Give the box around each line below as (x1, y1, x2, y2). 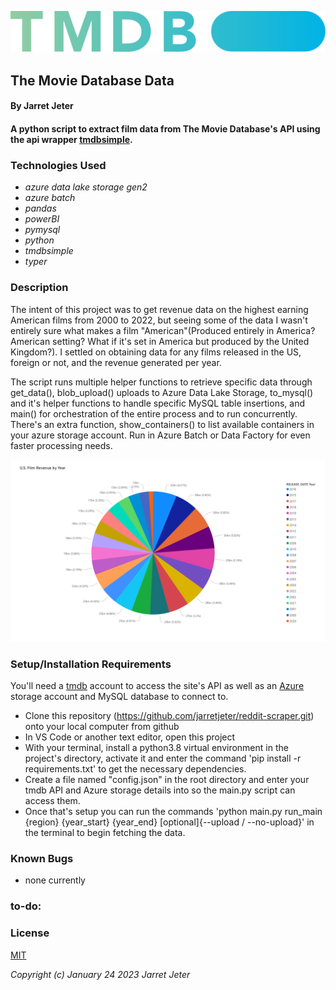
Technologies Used (10, 158, 107, 172)
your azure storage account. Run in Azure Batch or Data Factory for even (10, 429, 311, 441)
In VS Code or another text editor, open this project (24, 731, 236, 743)
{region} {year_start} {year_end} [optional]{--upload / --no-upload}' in (24, 816, 315, 828)
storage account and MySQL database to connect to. (10, 691, 229, 703)
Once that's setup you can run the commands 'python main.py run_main (24, 806, 323, 818)
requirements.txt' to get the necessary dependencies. (24, 763, 247, 775)
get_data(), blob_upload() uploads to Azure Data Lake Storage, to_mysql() (10, 386, 314, 398)
